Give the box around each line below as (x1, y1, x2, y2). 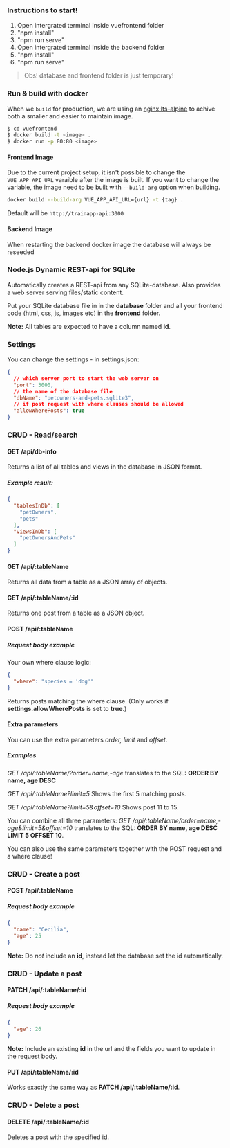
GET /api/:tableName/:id (7, 593, 79, 602)
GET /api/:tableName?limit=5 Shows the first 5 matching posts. (7, 789, 187, 798)
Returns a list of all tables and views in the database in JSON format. (7, 463, 202, 471)
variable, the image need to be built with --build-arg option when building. (7, 183, 220, 192)
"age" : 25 (13, 933, 41, 940)
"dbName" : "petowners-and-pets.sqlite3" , (13, 394, 135, 402)
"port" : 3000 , (13, 382, 54, 388)
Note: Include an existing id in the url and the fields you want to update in (7, 1044, 216, 1052)
